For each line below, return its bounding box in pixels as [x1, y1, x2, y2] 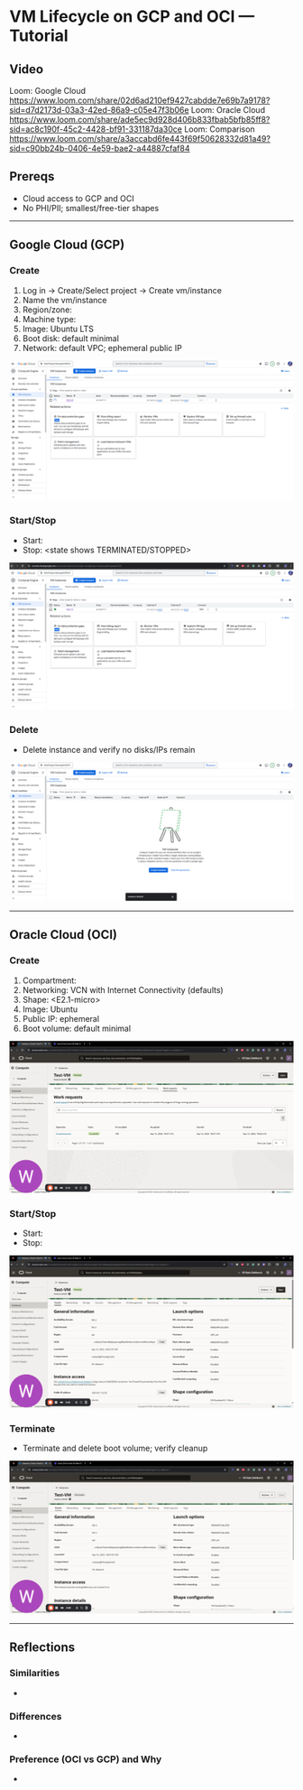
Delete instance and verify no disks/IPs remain [22, 744, 196, 755]
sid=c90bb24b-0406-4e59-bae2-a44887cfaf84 [9, 143, 191, 153]
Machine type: [22, 313, 77, 324]
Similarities [9, 1667, 60, 1680]
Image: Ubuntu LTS [22, 323, 95, 334]
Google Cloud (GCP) [9, 237, 125, 253]
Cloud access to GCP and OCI [22, 192, 134, 204]
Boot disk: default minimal [22, 332, 120, 344]
